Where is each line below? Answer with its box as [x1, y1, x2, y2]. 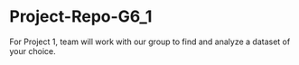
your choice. [9, 45, 56, 56]
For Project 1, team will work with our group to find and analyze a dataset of [9, 36, 291, 47]
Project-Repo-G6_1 [9, 6, 153, 27]
